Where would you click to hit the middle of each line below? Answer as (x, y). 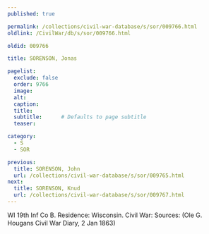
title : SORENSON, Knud (47, 189)
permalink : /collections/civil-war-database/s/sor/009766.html (102, 26)
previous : (22, 162)
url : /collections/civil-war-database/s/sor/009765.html (99, 175)
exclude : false (36, 78)
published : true (31, 14)
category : (22, 137)
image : (23, 91)
